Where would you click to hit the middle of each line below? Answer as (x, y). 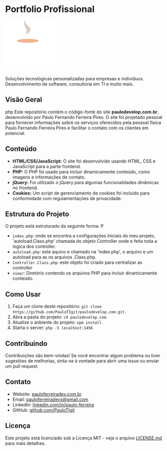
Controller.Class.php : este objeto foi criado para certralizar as (77, 262)
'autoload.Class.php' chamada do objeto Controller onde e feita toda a (85, 241)
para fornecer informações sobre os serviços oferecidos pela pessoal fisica (83, 122)
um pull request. (22, 366)
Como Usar (23, 294)
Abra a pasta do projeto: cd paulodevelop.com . (60, 317)
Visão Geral (24, 100)
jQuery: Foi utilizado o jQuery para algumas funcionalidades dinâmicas (85, 182)
